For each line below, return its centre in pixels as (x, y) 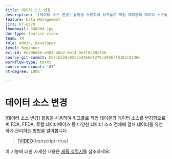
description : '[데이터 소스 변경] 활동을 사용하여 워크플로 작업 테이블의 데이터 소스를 (87, 15)
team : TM (15, 39)
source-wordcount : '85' (31, 67)
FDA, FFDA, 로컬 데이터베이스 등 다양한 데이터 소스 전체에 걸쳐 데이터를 (82, 124)
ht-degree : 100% (23, 72)
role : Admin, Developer (31, 43)
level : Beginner (23, 48)
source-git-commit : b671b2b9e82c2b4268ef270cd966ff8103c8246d (73, 57)
